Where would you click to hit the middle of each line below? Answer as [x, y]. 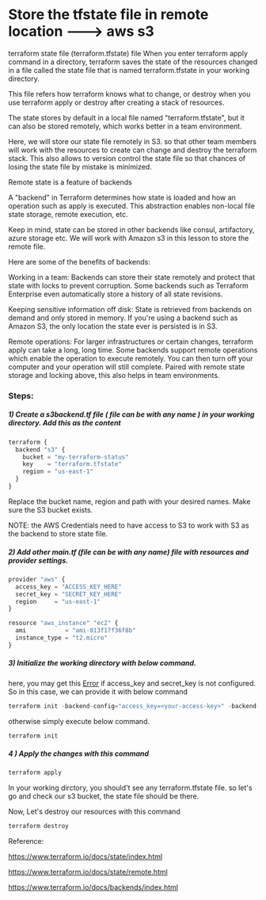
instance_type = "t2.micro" [62, 638]
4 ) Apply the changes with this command [78, 753]
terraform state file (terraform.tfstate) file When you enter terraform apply [128, 53]
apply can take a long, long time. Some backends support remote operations [133, 349]
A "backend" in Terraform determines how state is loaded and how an [122, 197]
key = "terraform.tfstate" [72, 464]
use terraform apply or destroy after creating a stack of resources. [116, 102]
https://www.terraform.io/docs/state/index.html [85, 856]
